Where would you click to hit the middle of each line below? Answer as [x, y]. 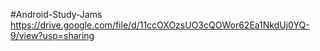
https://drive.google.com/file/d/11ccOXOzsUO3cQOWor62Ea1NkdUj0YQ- [160, 25]
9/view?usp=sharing [52, 35]
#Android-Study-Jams [56, 14]
